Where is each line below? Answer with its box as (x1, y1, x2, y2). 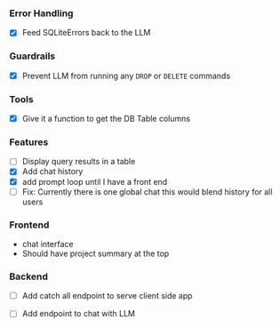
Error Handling (9, 7, 74, 20)
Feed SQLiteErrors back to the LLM (21, 28, 151, 38)
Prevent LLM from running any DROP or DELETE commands (21, 70, 231, 81)
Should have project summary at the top (21, 248, 170, 259)
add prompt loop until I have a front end (21, 176, 168, 187)
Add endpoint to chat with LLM (21, 308, 136, 319)
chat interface (21, 238, 74, 249)
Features (9, 136, 49, 148)
